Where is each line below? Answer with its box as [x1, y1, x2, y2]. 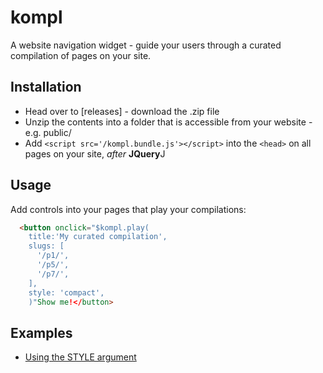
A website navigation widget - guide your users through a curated [10, 39, 282, 51]
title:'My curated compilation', [28, 232, 168, 242]
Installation [10, 79, 82, 96]
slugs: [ [28, 241, 65, 251]
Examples [10, 324, 73, 341]
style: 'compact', [28, 287, 105, 298]
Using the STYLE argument [24, 351, 137, 363]
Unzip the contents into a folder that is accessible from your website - [24, 116, 313, 128]
